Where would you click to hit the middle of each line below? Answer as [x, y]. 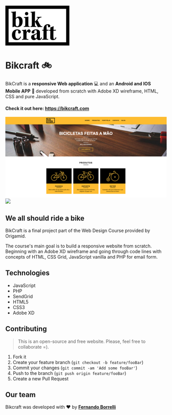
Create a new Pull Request [41, 378]
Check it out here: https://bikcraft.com [47, 108]
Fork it [19, 357]
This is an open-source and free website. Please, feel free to [82, 341]
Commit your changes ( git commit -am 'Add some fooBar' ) [75, 368]
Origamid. [16, 236]
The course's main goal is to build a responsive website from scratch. [79, 246]
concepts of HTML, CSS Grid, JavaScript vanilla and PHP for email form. [81, 257]
